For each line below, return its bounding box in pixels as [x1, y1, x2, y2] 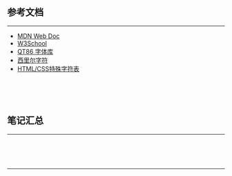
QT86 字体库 [17, 47, 54, 55]
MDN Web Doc [17, 32, 60, 40]
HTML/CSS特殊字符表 [17, 64, 80, 72]
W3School [17, 39, 47, 47]
